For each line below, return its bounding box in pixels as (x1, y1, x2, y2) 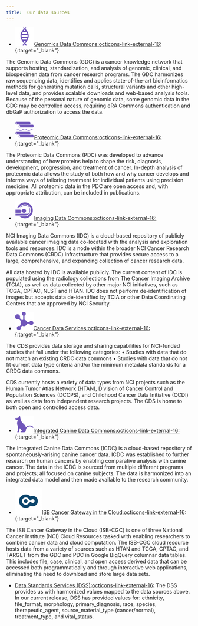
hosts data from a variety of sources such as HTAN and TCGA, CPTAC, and (6, 545, 189, 552)
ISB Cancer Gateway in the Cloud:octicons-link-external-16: (41, 509, 187, 516)
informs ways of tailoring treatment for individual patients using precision (6, 176, 184, 183)
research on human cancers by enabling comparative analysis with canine (6, 457, 187, 464)
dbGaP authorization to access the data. (6, 108, 104, 115)
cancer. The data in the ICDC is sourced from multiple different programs (6, 463, 184, 470)
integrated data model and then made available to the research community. (6, 476, 189, 483)
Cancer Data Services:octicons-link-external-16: (33, 324, 151, 331)
